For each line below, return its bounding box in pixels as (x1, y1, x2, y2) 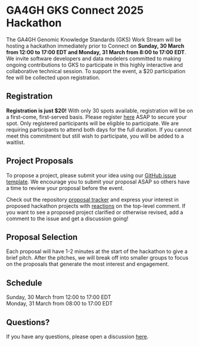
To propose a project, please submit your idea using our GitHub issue (6, 172, 177, 179)
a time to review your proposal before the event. (6, 184, 124, 191)
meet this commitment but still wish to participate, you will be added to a (6, 132, 184, 139)
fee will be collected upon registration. (6, 74, 101, 81)
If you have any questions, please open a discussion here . (6, 333, 149, 340)
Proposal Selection (6, 232, 78, 242)
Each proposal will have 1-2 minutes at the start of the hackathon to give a (6, 248, 188, 255)
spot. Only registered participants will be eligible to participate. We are (6, 120, 179, 127)
